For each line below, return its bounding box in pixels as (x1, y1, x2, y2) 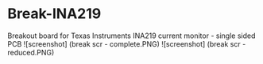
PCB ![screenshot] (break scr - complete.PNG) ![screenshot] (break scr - (7, 39, 246, 48)
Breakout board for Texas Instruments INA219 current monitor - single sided (7, 31, 256, 40)
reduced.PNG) (7, 47, 55, 57)
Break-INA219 (7, 5, 102, 23)
